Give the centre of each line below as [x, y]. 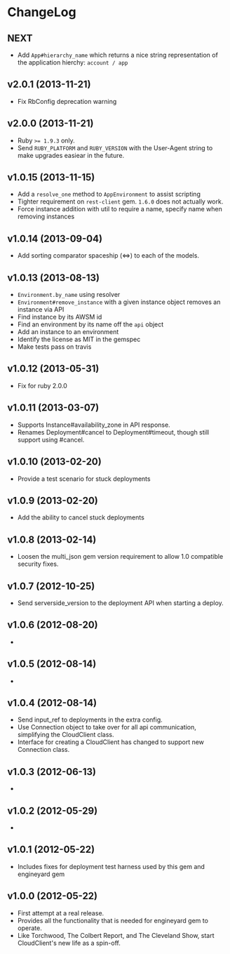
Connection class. [43, 750]
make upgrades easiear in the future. [71, 155]
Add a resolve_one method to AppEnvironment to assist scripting [109, 194]
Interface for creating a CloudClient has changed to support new [111, 742]
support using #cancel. [51, 439]
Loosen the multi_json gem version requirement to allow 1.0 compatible [120, 557]
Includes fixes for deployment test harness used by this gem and [111, 866]
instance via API [41, 310]
